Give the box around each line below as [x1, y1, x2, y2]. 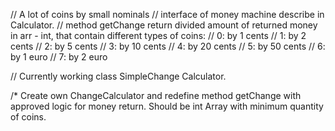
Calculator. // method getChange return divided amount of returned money [10, 19, 318, 31]
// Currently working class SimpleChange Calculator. [10, 70, 227, 82]
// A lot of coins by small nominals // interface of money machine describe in [10, 9, 325, 20]
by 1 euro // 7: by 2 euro [10, 51, 108, 63]
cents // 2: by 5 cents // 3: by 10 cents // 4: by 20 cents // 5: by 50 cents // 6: [10, 40, 326, 52]
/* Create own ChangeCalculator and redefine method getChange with [10, 90, 302, 101]
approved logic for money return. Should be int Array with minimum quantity [10, 100, 324, 112]
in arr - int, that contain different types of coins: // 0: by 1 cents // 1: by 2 [10, 30, 307, 41]
